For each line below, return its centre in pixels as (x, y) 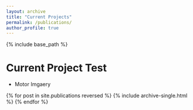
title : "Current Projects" (39, 17)
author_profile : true (33, 28)
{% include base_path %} (37, 44)
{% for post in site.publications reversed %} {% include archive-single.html (97, 96)
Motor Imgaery (33, 84)
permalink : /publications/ (39, 22)
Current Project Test (57, 68)
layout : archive (26, 11)
